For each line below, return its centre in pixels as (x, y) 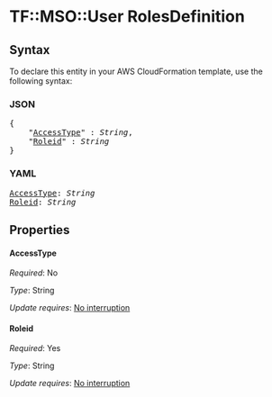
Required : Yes (35, 348)
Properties (40, 230)
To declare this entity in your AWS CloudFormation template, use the (136, 71)
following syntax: (41, 81)
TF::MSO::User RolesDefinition (127, 17)
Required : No (34, 273)
